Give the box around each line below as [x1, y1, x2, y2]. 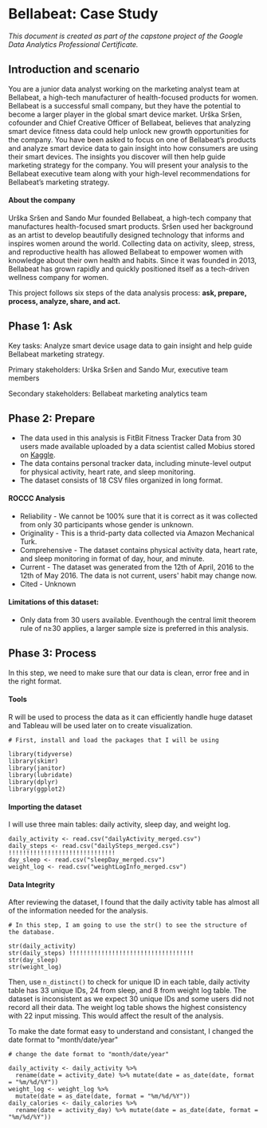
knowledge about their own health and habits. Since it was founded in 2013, [8, 255, 257, 265]
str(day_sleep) [8, 956, 59, 964]
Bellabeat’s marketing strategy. [8, 177, 110, 187]
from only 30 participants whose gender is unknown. [19, 519, 194, 529]
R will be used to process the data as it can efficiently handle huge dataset [8, 712, 253, 722]
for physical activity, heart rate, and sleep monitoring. [19, 467, 196, 476]
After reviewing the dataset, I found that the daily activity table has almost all [8, 897, 260, 907]
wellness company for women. [8, 272, 109, 282]
